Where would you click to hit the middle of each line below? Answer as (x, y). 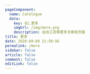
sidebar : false (20, 50)
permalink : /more (22, 46)
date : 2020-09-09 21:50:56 (32, 41)
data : (15, 18)
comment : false (20, 59)
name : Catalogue (26, 14)
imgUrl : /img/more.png (37, 28)
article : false (20, 55)
